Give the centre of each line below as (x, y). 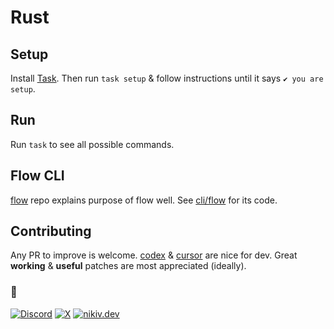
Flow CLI (37, 176)
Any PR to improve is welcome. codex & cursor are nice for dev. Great (154, 255)
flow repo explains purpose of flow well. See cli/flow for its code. (144, 200)
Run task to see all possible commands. (92, 144)
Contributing (51, 231)
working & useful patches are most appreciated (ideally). (128, 266)
